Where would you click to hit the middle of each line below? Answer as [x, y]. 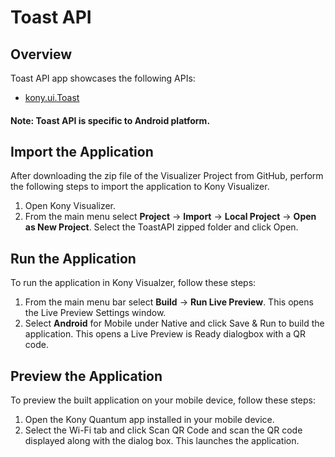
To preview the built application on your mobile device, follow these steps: [163, 400]
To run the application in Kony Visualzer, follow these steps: [133, 283]
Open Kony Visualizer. [70, 206]
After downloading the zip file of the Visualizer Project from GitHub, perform [167, 176]
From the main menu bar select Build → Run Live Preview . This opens [169, 302]
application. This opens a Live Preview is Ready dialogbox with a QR [165, 334]
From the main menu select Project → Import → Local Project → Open [170, 217]
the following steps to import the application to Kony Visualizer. [140, 187]
